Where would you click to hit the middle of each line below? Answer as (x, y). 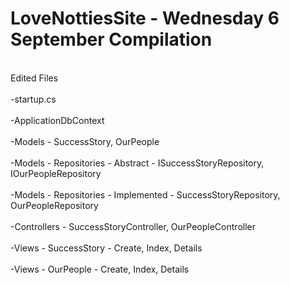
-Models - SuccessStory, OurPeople (85, 141)
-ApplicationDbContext (57, 120)
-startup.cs (33, 99)
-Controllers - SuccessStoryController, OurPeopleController (133, 226)
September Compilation (111, 39)
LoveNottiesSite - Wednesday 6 (145, 18)
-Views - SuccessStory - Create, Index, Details (106, 248)
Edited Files (34, 78)
